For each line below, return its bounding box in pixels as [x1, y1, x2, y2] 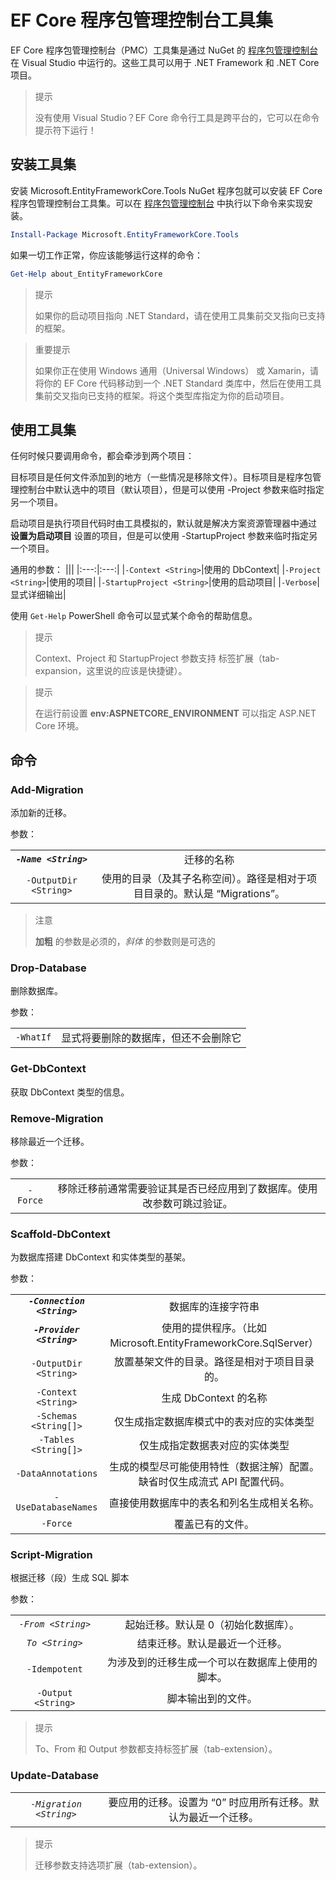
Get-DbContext [10, 1062, 87, 1076]
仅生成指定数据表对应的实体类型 [138, 1439, 290, 1453]
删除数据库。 [10, 985, 63, 997]
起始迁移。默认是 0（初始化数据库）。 [124, 1618, 300, 1632]
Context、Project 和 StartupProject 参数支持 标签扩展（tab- [34, 652, 280, 665]
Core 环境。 [34, 720, 85, 732]
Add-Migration [10, 782, 84, 796]
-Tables [38, 1434, 75, 1446]
